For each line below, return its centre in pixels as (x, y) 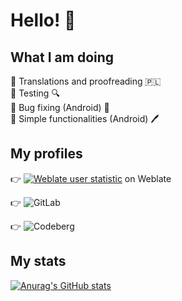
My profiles (46, 154)
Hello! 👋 (43, 20)
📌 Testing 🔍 (35, 93)
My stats (38, 261)
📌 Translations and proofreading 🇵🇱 (86, 81)
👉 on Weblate (91, 178)
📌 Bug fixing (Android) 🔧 (60, 107)
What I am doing (62, 57)
